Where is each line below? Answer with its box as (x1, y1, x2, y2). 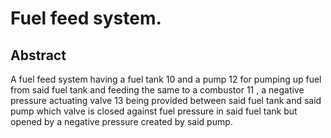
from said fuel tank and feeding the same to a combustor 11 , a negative (10, 84, 305, 96)
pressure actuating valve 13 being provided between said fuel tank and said (10, 95, 322, 106)
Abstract (10, 47, 67, 64)
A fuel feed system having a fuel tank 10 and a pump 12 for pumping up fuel (10, 73, 322, 85)
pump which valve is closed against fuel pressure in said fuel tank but (10, 105, 298, 117)
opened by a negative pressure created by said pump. (10, 116, 233, 127)
